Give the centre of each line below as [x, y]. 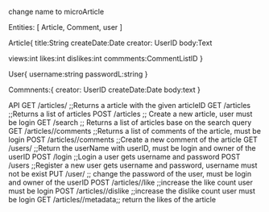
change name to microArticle [56, 12]
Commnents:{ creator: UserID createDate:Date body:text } [105, 89]
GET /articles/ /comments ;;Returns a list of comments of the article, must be [135, 131]
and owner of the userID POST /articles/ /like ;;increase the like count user [131, 182]
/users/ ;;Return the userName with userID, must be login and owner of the [132, 148]
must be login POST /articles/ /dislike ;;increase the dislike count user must [132, 191]
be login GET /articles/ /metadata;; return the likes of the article [112, 200]
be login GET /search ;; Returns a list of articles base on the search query [130, 123]
